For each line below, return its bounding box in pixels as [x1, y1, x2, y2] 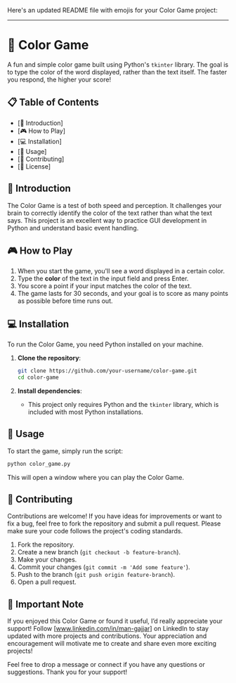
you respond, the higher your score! [7, 75, 111, 84]
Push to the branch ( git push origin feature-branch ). [17, 571, 176, 579]
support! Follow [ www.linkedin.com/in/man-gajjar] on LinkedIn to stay [7, 625, 209, 633]
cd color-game [17, 374, 59, 382]
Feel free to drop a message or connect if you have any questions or [7, 661, 206, 669]
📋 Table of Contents [7, 96, 100, 108]
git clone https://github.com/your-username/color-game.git [17, 367, 197, 375]
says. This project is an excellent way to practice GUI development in [7, 216, 207, 224]
